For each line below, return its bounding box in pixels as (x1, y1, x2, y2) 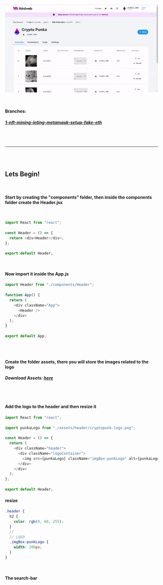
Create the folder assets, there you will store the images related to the (5, 359, 149, 365)
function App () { (5, 292, 40, 298)
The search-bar (5, 575, 37, 581)
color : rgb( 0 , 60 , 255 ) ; (14, 519, 64, 524)
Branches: (5, 109, 27, 114)
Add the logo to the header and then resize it (5, 403, 97, 410)
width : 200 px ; (14, 545, 42, 550)
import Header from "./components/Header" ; (5, 282, 95, 287)
